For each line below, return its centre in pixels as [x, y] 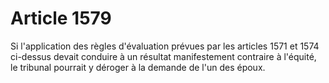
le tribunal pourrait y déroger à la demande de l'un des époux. [138, 67]
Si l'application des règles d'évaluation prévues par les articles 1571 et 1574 [165, 46]
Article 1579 [61, 18]
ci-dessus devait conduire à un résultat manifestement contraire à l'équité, [163, 56]
